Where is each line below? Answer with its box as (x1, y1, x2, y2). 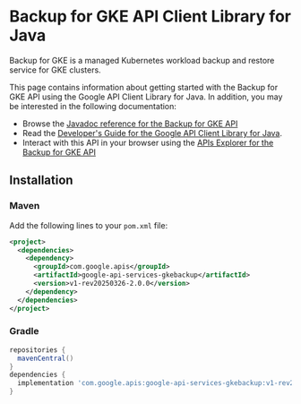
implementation (17, 379, 74, 388)
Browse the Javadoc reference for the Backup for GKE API (21, 118, 238, 129)
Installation (9, 173, 73, 188)
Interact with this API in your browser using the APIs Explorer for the (21, 137, 274, 148)
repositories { (9, 345, 66, 355)
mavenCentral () (17, 354, 74, 363)
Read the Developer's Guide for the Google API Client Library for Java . (21, 127, 283, 138)
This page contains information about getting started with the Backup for (9, 82, 279, 92)
